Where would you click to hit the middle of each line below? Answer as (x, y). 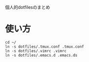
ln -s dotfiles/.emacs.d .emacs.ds (41, 55)
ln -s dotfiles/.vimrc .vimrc (36, 51)
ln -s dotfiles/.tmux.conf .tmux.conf (44, 46)
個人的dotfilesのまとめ (28, 7)
